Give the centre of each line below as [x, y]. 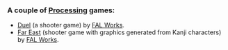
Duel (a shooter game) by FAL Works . [71, 25]
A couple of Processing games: [61, 10]
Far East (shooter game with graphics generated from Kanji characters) [119, 32]
